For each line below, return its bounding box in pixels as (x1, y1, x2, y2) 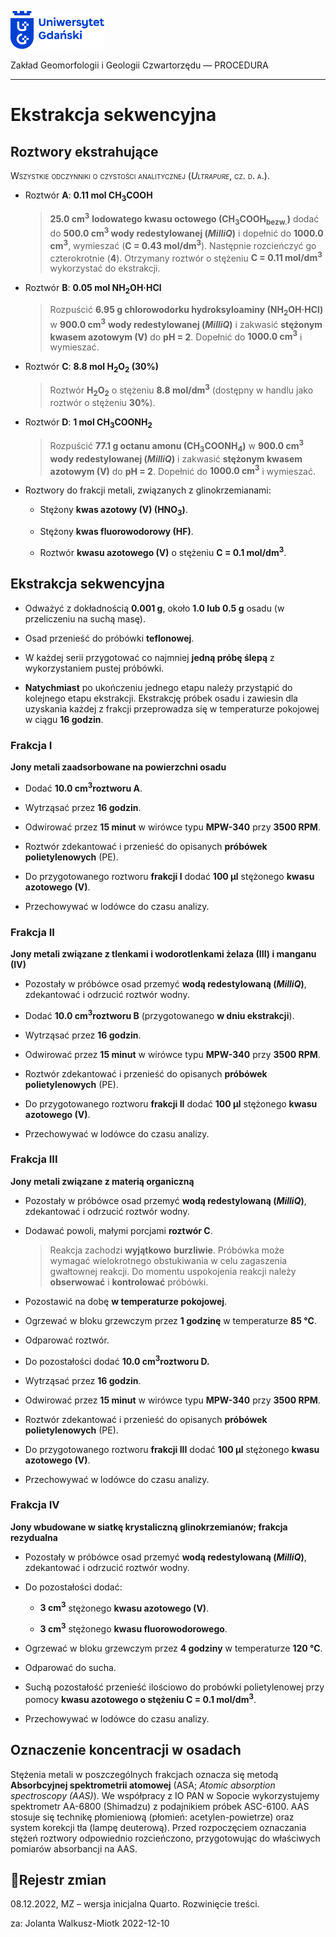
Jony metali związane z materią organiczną (10, 1175, 195, 1187)
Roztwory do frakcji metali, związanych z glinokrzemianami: (24, 484, 272, 496)
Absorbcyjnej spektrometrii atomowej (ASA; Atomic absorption (10, 1779, 276, 1791)
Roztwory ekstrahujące (10, 143, 159, 160)
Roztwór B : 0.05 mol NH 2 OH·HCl (24, 282, 162, 296)
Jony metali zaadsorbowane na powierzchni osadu (10, 761, 227, 773)
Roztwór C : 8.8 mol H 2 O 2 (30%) (24, 361, 159, 375)
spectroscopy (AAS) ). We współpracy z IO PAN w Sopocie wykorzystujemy (10, 1789, 320, 1801)
